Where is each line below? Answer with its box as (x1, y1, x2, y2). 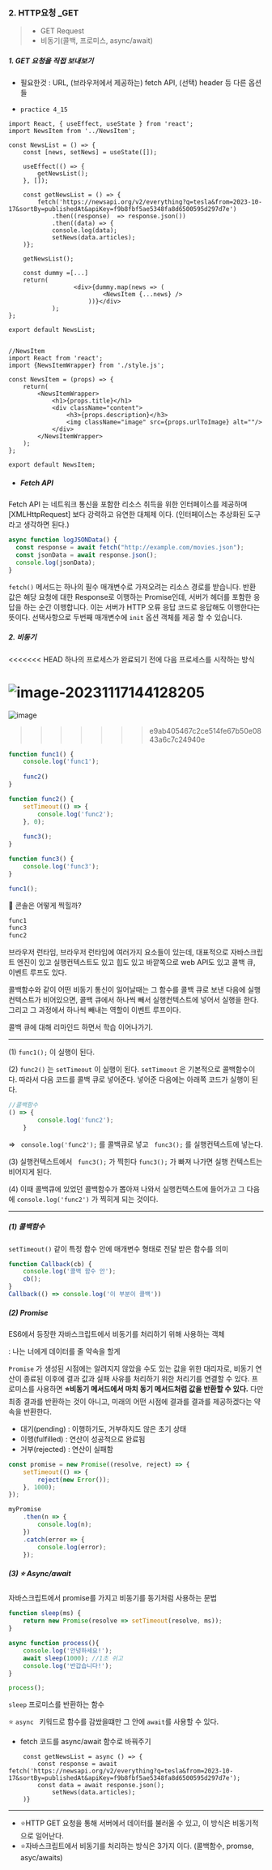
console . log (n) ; (37, 1520, 92, 1529)
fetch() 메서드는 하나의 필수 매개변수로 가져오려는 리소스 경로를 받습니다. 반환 (8, 582, 257, 592)
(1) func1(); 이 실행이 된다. (8, 1047, 96, 1057)
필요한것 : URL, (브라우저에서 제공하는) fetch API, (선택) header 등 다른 (19, 78, 247, 88)
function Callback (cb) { (8, 1260, 92, 1268)
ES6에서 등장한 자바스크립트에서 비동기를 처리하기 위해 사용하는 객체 (8, 1329, 225, 1338)
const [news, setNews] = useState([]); (23, 149, 158, 157)
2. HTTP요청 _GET (8, 6, 79, 18)
